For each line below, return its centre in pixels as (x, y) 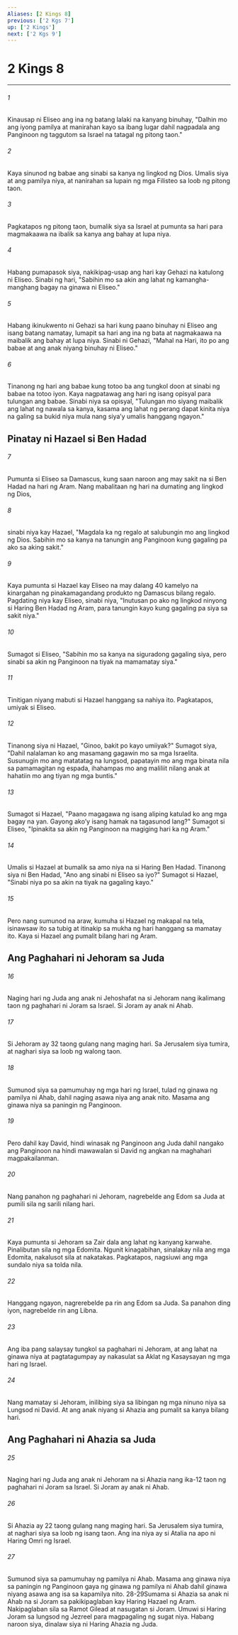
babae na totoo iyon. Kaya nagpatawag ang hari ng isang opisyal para (109, 394)
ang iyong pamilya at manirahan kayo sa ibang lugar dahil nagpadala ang (114, 127)
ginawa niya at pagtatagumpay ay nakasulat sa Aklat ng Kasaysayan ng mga (119, 1356)
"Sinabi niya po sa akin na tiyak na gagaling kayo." (81, 882)
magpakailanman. (33, 1158)
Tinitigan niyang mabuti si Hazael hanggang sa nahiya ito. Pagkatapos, (110, 699)
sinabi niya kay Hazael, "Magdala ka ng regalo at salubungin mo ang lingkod (119, 532)
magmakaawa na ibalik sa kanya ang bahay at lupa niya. (89, 234)
